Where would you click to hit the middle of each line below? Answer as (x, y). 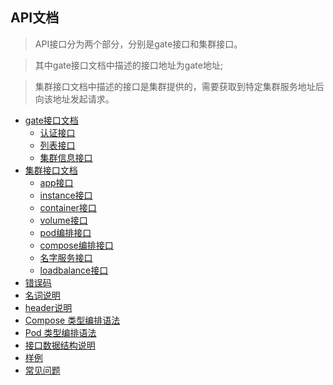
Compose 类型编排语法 (72, 320)
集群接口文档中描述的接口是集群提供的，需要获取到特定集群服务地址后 (179, 86)
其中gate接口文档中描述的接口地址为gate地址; (129, 65)
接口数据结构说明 (60, 345)
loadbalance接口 (74, 270)
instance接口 (66, 195)
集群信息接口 (66, 157)
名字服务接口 (66, 257)
